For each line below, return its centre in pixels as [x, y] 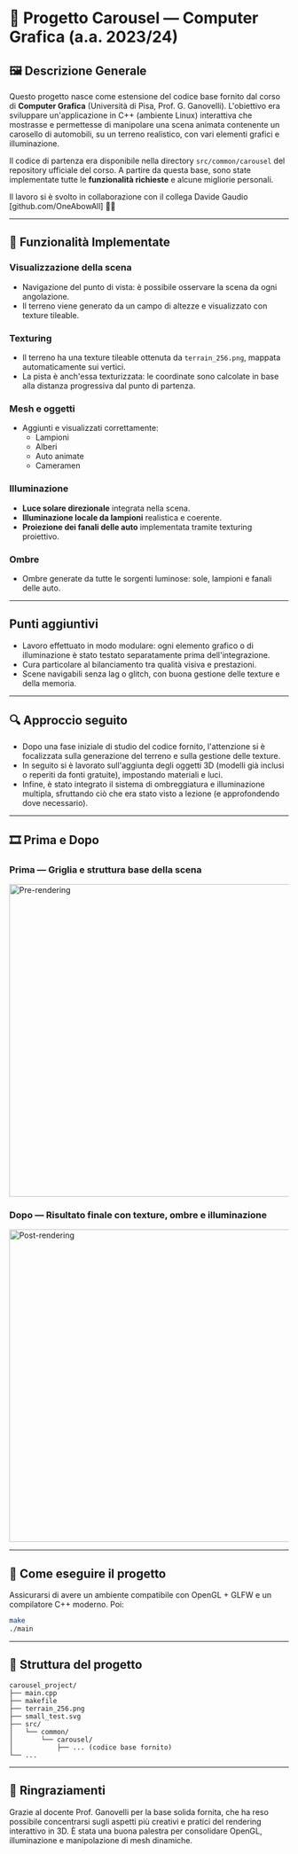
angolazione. [46, 296]
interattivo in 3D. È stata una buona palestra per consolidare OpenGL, [136, 1831]
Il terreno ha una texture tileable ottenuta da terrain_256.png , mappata [151, 357]
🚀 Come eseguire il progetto [88, 1573]
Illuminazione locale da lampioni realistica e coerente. [122, 517]
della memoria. [49, 683]
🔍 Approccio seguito [69, 720]
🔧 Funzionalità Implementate [90, 243]
